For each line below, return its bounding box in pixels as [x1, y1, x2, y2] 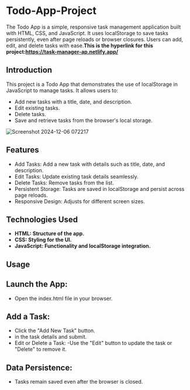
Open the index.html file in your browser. [14, 295, 113, 302]
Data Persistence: [6, 363, 72, 372]
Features [6, 145, 39, 155]
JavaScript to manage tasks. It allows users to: [6, 86, 119, 94]
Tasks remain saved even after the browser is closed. [14, 378, 143, 385]
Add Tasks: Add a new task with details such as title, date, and [14, 161, 165, 168]
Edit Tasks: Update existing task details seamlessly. [14, 173, 139, 180]
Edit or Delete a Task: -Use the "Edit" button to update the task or [14, 340, 172, 347]
